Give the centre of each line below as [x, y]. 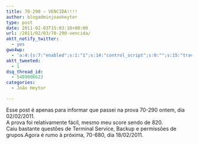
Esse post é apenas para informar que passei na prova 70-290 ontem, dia [95, 110]
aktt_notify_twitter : [33, 39]
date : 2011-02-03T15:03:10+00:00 [47, 28]
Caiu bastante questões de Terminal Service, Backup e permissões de [91, 128]
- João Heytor [29, 88]
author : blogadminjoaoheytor [42, 17]
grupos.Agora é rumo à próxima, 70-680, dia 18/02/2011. [75, 135]
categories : [21, 83]
